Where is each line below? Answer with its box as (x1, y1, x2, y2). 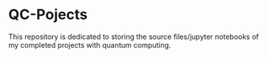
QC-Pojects (8, 6, 88, 24)
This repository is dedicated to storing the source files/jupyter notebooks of (8, 32, 260, 41)
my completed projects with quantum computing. (8, 40, 171, 49)
